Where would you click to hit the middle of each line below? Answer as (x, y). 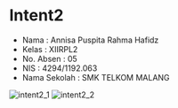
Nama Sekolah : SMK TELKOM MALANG (96, 77)
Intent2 (36, 15)
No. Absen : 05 (49, 58)
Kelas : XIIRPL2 (50, 49)
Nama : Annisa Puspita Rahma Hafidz (90, 40)
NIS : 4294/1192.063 (60, 68)
